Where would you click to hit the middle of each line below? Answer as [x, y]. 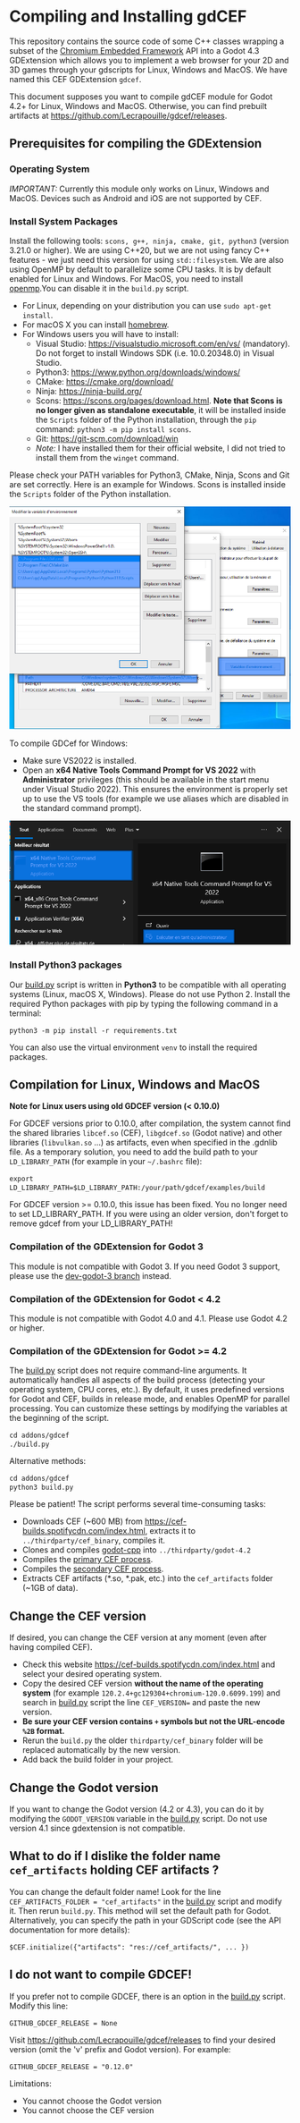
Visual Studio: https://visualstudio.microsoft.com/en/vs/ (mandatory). [162, 343]
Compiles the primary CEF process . [87, 1560]
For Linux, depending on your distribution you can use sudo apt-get [147, 305]
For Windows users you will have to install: [100, 334]
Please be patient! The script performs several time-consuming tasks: [137, 1504]
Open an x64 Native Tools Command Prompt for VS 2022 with [139, 770]
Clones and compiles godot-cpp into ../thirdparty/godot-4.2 [137, 1550]
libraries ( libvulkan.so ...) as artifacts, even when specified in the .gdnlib [144, 1143]
